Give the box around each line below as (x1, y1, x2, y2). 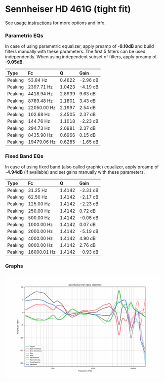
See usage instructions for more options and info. (5, 20, 106, 26)
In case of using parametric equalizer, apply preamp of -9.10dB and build (5, 43, 154, 49)
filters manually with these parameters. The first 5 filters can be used (5, 48, 146, 55)
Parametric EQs (5, 32, 43, 39)
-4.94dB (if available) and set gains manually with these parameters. (5, 169, 145, 175)
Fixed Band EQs (5, 153, 43, 159)
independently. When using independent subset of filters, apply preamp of (5, 54, 157, 60)
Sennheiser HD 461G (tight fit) (5, 3, 131, 15)
